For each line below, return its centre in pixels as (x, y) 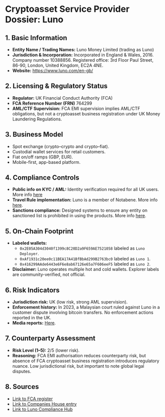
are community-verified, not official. (49, 274)
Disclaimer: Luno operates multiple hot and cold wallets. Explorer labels (85, 269)
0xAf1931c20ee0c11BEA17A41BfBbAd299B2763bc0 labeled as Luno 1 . (85, 259)
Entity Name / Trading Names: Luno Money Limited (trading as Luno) (83, 50)
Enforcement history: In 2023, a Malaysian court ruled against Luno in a (86, 307)
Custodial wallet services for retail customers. (59, 152)
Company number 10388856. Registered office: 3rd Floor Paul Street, (83, 60)
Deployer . (29, 254)
